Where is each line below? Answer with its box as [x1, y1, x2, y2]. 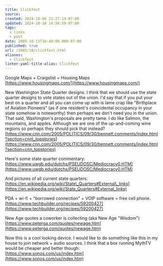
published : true [5, 43, 38, 48]
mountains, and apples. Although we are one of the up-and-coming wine [5, 120, 151, 127]
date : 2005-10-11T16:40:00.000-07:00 [5, 39, 82, 44]
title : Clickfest [5, 7, 40, 12]
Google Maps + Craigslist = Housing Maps [5, 75, 90, 81]
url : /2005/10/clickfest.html [5, 48, 67, 53]
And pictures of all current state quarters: [5, 176, 88, 182]
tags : [5, 25, 16, 30]
